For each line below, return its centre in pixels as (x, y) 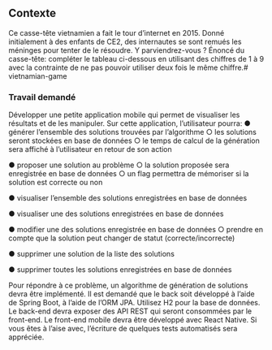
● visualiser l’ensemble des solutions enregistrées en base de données (128, 198)
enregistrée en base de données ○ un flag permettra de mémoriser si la (129, 174)
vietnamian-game (38, 76)
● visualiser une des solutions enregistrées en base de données (116, 214)
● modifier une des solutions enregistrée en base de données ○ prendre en (136, 230)
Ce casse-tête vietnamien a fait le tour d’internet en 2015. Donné (117, 32)
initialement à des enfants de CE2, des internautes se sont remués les (125, 41)
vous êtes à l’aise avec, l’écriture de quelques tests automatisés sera (123, 329)
